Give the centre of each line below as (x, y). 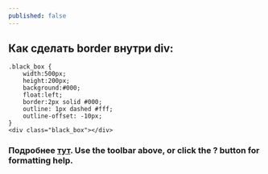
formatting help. (41, 160)
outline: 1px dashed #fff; (68, 110)
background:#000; (52, 88)
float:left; (43, 95)
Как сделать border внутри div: (91, 49)
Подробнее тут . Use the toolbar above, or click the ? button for (134, 151)
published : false (37, 16)
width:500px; (45, 74)
